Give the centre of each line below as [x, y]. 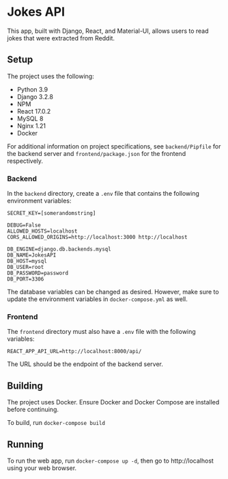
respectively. [25, 161]
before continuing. [33, 410]
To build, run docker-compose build [56, 423]
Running [26, 444]
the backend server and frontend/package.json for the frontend [97, 153]
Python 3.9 [32, 89]
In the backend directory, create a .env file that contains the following [103, 194]
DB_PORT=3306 [26, 279]
